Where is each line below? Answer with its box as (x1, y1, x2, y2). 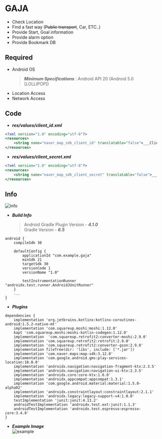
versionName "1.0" (22, 270, 59, 275)
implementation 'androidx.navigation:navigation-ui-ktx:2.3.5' (13, 368, 144, 373)
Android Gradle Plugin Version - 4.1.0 (24, 222, 98, 227)
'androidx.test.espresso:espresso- (69, 407, 141, 411)
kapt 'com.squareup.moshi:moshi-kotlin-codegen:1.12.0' (13, 330, 129, 335)
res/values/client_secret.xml (12, 154, 71, 160)
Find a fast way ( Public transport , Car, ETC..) (12, 24, 101, 30)
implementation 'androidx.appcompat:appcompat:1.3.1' (13, 377, 124, 382)
